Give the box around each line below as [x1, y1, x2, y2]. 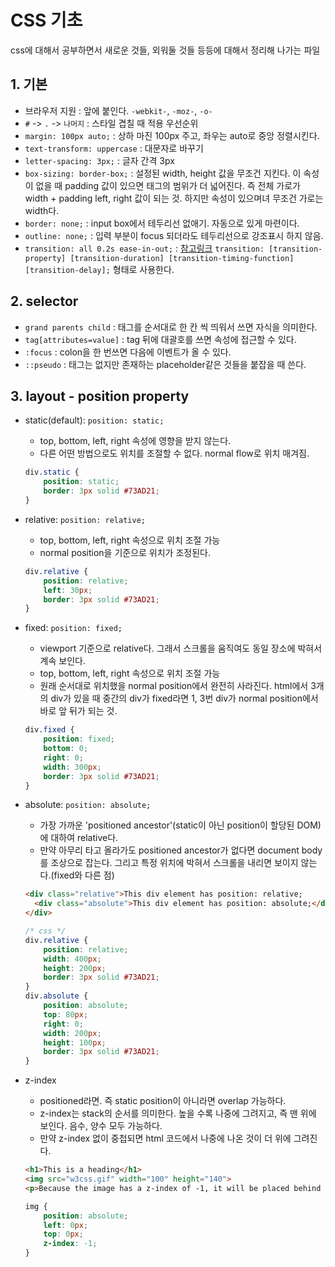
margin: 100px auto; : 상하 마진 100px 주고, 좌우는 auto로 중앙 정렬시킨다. [24, 129, 320, 141]
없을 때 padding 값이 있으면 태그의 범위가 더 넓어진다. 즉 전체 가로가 [35, 179, 301, 191]
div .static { [24, 467, 80, 478]
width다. [24, 204, 60, 216]
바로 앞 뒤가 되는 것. [39, 705, 118, 717]
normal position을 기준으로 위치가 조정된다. [39, 546, 211, 558]
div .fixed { [24, 725, 75, 735]
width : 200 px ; [43, 1028, 102, 1038]
